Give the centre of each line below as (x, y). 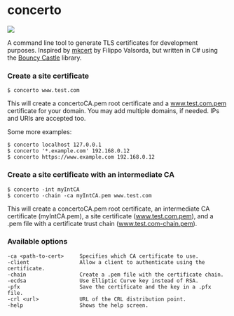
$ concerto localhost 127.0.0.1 (54, 145)
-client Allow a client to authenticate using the (106, 262)
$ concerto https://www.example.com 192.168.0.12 (81, 157)
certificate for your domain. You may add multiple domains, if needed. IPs (113, 111)
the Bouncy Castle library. (44, 58)
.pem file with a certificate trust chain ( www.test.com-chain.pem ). (102, 223)
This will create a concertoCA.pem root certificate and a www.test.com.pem (117, 103)
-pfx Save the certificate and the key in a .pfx (109, 287)
